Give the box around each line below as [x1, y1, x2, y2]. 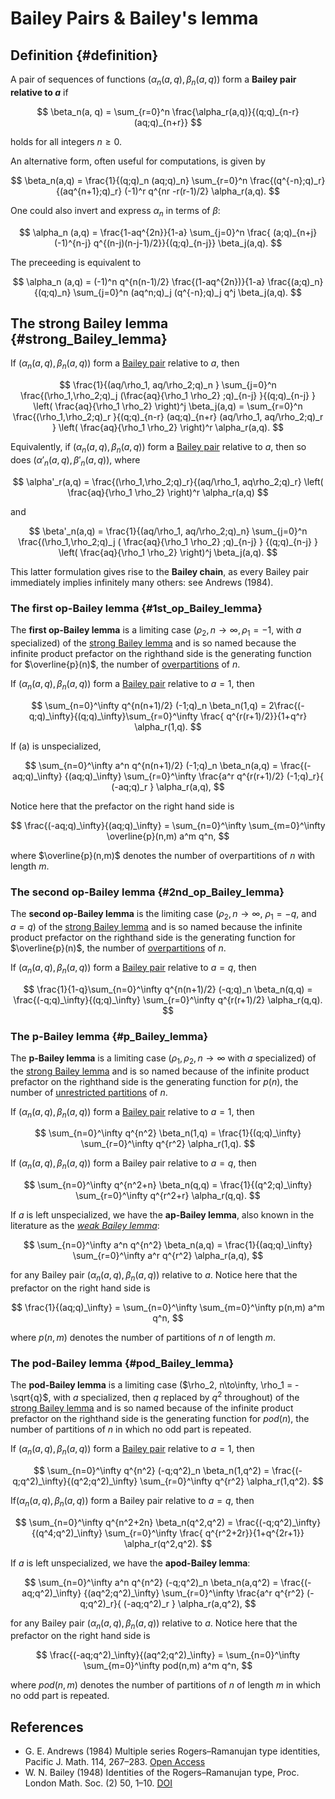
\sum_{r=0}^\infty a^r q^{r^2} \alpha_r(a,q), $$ [72, 1250, 264, 1262]
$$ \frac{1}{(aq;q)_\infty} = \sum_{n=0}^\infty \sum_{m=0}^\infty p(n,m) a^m [11, 1302, 325, 1314]
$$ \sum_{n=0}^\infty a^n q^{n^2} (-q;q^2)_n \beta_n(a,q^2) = [24, 1576, 279, 1588]
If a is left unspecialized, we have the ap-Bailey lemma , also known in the [10, 1209, 315, 1221]
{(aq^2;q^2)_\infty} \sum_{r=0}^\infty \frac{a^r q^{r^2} [83, 1587, 305, 1599]
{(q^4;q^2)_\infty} [31, 1527, 103, 1539]
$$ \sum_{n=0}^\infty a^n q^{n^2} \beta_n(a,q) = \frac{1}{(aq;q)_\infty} [23, 1239, 313, 1251]
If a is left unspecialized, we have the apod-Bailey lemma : [10, 1557, 251, 1569]
